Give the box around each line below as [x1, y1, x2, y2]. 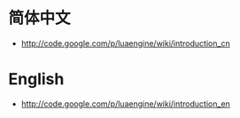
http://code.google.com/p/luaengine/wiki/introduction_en [20, 98, 231, 109]
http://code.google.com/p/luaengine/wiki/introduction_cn [20, 37, 231, 49]
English [8, 69, 65, 90]
